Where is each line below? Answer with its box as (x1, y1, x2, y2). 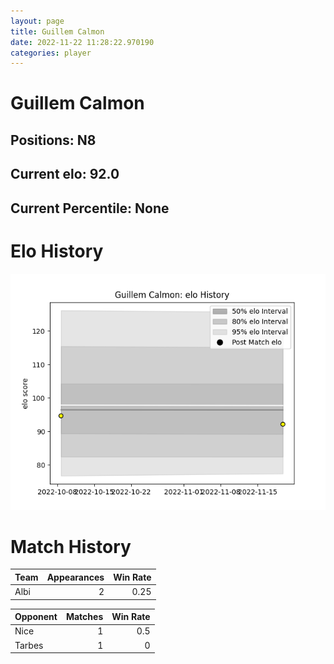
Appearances (46, 571, 105, 583)
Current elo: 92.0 (10, 166, 120, 183)
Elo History (10, 240, 104, 262)
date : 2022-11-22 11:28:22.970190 (10, 37, 155, 47)
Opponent (14, 611, 58, 623)
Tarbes (14, 639, 44, 651)
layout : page (10, 16, 65, 26)
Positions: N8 (10, 131, 97, 149)
